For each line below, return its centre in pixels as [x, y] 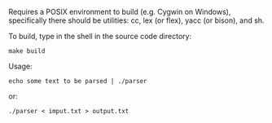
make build [27, 51]
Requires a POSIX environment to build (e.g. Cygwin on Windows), [120, 12]
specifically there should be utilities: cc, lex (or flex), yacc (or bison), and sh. [136, 20]
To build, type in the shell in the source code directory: [100, 36]
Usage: [20, 66]
